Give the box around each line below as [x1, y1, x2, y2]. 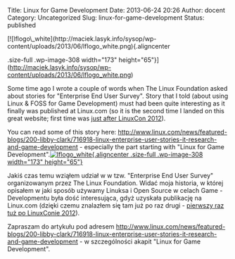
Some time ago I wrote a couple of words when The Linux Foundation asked [7, 84, 228, 92]
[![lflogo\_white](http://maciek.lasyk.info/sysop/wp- [7, 34, 157, 43]
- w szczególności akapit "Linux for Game [80, 237, 201, 246]
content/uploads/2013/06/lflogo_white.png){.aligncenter [7, 42, 170, 50]
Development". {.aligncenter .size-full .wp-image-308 [7, 151, 203, 158]
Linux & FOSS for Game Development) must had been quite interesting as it [7, 99, 225, 108]
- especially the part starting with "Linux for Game [80, 143, 225, 151]
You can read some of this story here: [7, 128, 117, 136]
